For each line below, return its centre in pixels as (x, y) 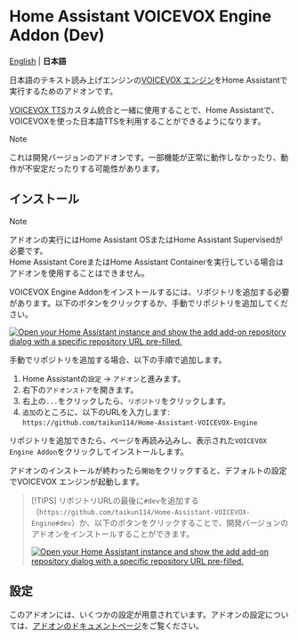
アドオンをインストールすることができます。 (113, 534)
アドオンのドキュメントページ (87, 626)
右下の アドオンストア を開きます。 (80, 390)
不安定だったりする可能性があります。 (94, 168)
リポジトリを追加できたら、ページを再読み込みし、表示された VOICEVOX (138, 440)
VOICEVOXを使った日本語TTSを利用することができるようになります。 (137, 121)
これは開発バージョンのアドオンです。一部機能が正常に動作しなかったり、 (145, 157)
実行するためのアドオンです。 (64, 91)
